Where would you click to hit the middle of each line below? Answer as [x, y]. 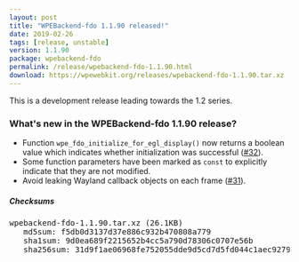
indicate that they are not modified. [86, 171]
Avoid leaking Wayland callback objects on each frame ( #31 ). [134, 181]
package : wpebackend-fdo [55, 59]
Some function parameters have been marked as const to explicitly [145, 162]
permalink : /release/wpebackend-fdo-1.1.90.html [101, 67]
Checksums [32, 201]
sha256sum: [47, 250]
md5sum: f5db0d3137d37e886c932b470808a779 [117, 232]
